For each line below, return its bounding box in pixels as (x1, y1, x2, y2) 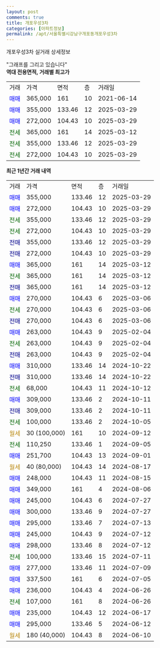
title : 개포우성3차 (6, 20, 49, 26)
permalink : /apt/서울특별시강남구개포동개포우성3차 (6, 31, 118, 37)
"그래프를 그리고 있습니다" (6, 61, 68, 68)
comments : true (6, 14, 44, 20)
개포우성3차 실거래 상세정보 (6, 49, 71, 56)
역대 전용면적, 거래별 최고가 (6, 68, 70, 75)
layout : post (6, 8, 39, 15)
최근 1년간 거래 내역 (6, 167, 52, 174)
